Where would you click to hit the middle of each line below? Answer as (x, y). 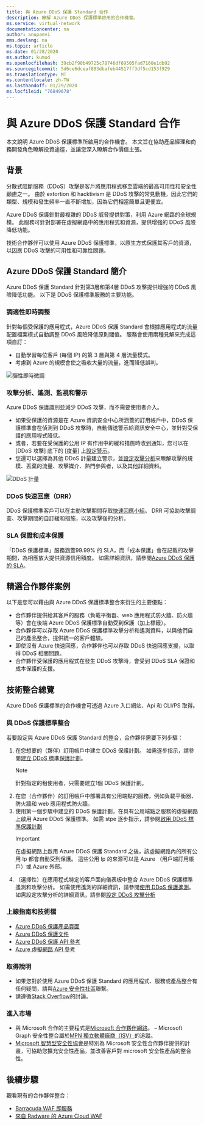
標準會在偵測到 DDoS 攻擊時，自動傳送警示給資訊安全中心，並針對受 (107, 428)
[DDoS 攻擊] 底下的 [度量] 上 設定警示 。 (64, 451)
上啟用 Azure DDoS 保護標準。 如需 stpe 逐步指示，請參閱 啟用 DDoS (101, 819)
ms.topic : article (30, 46)
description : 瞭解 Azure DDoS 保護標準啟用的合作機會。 (72, 18)
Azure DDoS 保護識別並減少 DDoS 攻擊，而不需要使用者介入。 (84, 407)
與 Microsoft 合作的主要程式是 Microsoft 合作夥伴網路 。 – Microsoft (99, 1028)
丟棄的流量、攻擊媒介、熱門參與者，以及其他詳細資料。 (95, 466)
